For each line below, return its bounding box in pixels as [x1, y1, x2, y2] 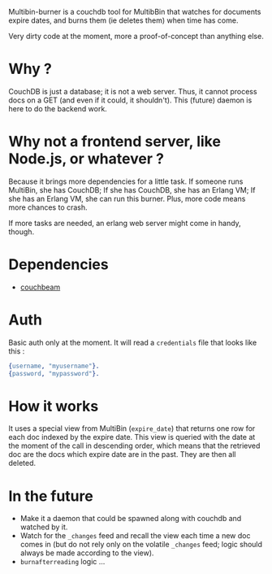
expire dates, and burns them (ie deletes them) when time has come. [8, 15, 239, 25]
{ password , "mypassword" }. [8, 369, 100, 377]
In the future [8, 487, 93, 505]
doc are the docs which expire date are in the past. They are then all [8, 450, 237, 459]
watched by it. [19, 522, 68, 532]
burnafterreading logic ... [19, 557, 106, 567]
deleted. [8, 459, 37, 468]
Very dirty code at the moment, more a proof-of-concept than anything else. [8, 32, 264, 41]
